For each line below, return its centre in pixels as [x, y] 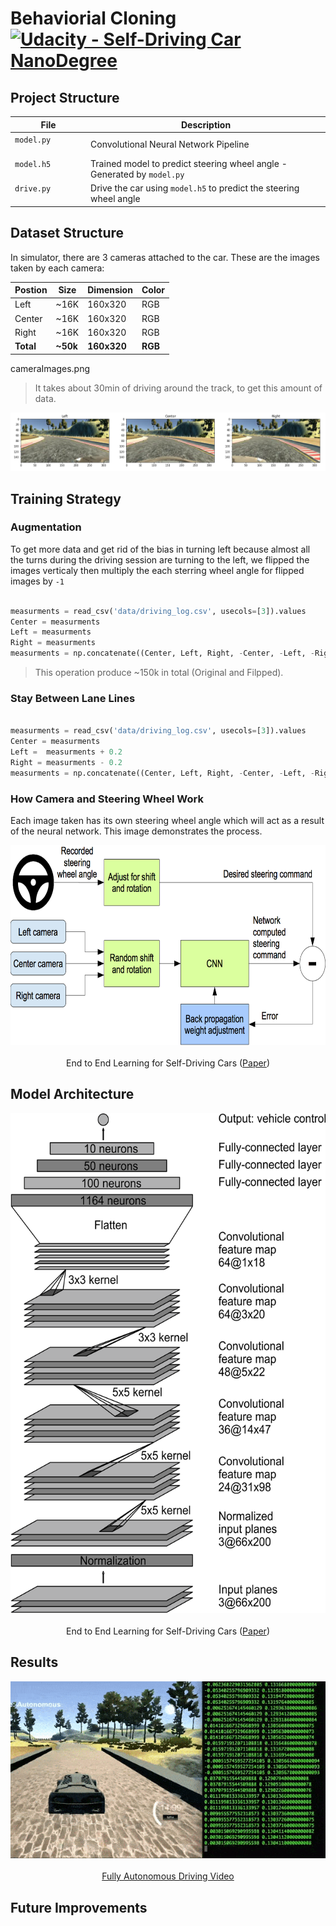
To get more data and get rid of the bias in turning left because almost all [160, 549]
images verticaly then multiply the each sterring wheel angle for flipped [157, 570]
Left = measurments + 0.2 [66, 752]
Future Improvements [79, 1907]
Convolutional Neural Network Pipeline [170, 144]
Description [206, 124]
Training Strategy [66, 498]
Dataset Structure [67, 233]
